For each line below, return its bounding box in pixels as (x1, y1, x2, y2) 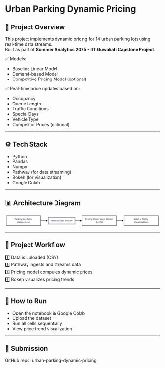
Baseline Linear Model (12, 66, 57, 72)
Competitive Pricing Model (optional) (12, 76, 87, 82)
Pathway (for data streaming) (12, 169, 72, 175)
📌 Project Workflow (5, 241, 65, 249)
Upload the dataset (12, 315, 52, 321)
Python (12, 153, 27, 159)
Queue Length (12, 101, 42, 106)
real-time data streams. (5, 41, 53, 47)
